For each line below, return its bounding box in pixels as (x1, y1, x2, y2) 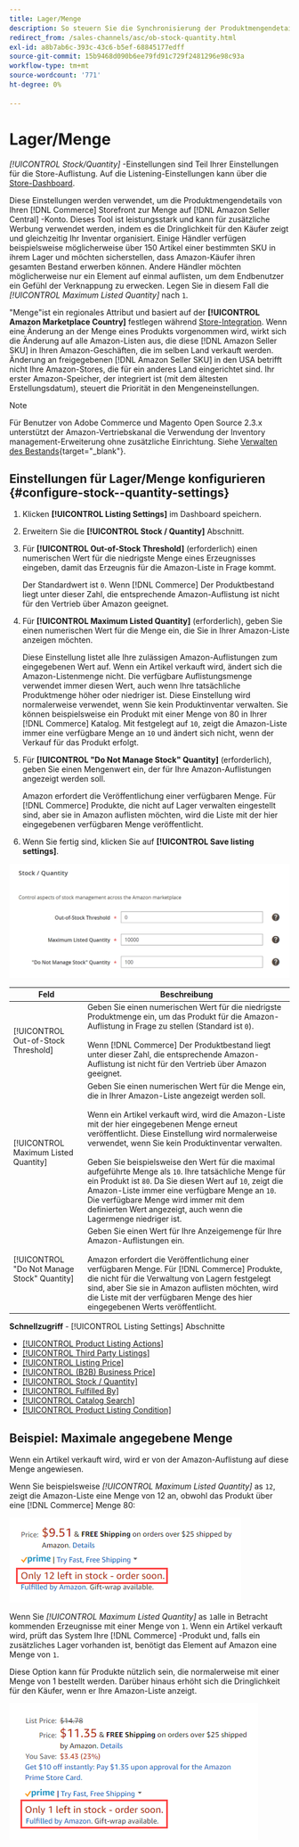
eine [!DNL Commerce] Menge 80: (9, 1500, 136, 1511)
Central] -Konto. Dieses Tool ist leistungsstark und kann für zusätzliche (9, 214, 271, 225)
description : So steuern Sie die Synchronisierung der (9, 23, 217, 33)
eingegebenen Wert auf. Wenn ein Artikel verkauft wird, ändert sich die (21, 661, 283, 672)
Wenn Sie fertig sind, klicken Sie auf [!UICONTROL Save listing (21, 836, 255, 847)
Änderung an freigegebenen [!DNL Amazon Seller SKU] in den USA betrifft (9, 354, 282, 365)
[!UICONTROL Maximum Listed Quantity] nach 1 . (9, 290, 189, 300)
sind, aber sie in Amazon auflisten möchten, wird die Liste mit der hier (21, 809, 279, 820)
